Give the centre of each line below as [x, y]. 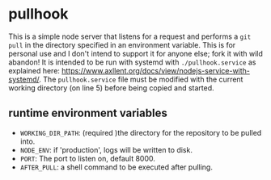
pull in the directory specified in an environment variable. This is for [122, 44]
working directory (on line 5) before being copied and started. [111, 88]
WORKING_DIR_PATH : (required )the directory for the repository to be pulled [141, 132]
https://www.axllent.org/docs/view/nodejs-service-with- [156, 70]
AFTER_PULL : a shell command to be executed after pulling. [116, 167]
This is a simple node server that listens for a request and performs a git [130, 36]
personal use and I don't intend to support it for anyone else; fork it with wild [135, 53]
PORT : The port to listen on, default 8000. [87, 158]
